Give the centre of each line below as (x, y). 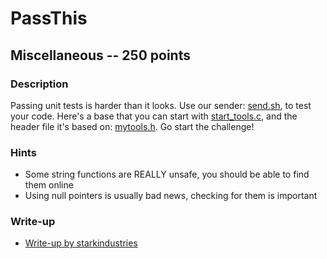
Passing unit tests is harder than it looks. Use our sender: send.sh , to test (161, 105)
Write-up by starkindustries (81, 243)
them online (49, 185)
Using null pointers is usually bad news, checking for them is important (171, 196)
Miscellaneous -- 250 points (100, 55)
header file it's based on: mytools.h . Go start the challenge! (132, 126)
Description (39, 84)
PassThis (49, 18)
